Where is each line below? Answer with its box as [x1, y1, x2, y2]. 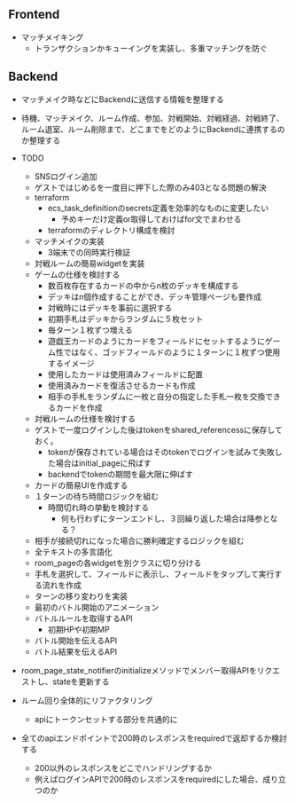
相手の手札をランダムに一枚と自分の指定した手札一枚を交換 [47, 390, 266, 402]
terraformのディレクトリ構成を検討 [47, 224, 175, 235]
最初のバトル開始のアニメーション [34, 602, 160, 612]
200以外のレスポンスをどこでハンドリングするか [34, 762, 213, 773]
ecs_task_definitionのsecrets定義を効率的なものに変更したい [47, 202, 269, 213]
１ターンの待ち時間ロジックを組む [34, 491, 159, 501]
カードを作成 [55, 402, 103, 413]
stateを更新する [51, 676, 110, 687]
